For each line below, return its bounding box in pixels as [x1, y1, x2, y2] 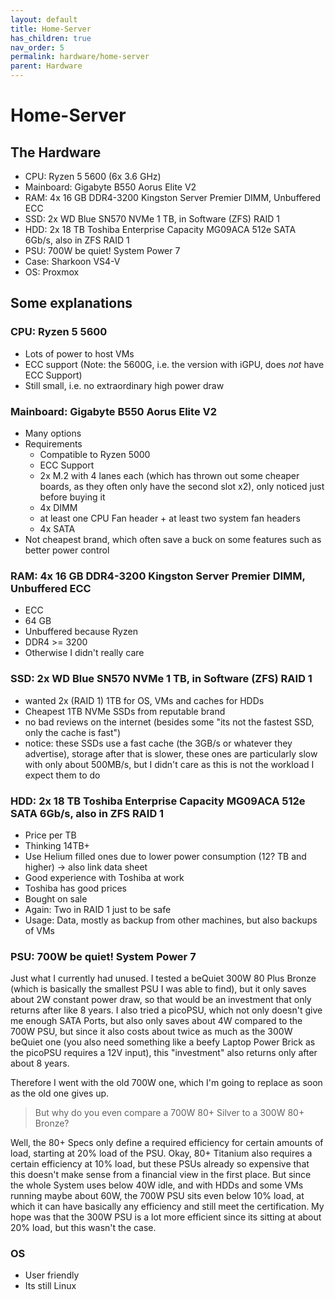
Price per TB [24, 829, 77, 841]
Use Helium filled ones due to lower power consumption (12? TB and [24, 850, 307, 862]
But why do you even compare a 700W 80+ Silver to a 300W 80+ [34, 1107, 305, 1119]
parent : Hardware [10, 61, 83, 71]
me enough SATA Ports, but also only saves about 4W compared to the [10, 1015, 303, 1027]
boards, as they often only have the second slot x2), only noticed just [39, 480, 325, 492]
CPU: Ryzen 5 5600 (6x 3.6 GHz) [24, 171, 162, 182]
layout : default [10, 14, 78, 25]
